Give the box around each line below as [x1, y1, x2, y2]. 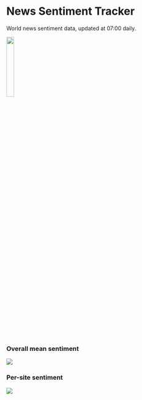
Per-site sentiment [6, 373, 63, 382]
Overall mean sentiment [6, 344, 80, 353]
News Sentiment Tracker [6, 4, 135, 18]
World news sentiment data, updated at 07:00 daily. [6, 25, 136, 32]
